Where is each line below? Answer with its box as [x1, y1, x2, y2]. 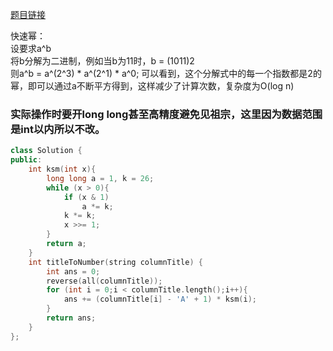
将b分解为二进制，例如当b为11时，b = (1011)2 [10, 55, 195, 67]
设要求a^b [10, 43, 52, 54]
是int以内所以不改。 [10, 122, 106, 136]
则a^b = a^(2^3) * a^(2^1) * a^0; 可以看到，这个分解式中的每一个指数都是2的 [10, 68, 322, 79]
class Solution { [10, 146, 83, 156]
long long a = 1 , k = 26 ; [46, 173, 155, 183]
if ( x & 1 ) [63, 192, 110, 202]
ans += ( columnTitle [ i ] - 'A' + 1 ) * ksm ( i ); [63, 294, 257, 305]
